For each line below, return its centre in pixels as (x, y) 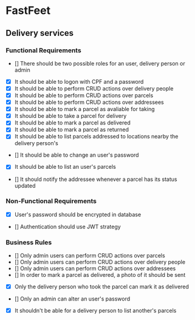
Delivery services (40, 33)
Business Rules (29, 242)
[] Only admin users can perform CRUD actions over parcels (90, 256)
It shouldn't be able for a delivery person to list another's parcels (95, 311)
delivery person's (36, 143)
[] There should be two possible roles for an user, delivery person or (100, 63)
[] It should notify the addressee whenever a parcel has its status (96, 179)
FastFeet (28, 11)
